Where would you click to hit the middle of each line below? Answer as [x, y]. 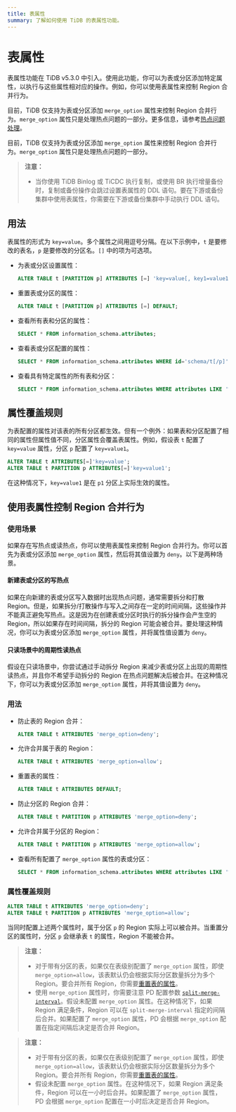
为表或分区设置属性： [48, 266]
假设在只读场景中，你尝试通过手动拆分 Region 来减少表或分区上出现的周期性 [118, 667]
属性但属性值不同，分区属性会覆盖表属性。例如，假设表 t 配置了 [112, 440]
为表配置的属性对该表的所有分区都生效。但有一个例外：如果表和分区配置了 [115, 431]
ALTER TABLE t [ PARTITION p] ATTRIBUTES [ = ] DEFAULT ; [98, 306]
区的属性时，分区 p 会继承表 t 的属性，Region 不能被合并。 [92, 936]
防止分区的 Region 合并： [54, 804]
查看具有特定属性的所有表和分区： [67, 376]
